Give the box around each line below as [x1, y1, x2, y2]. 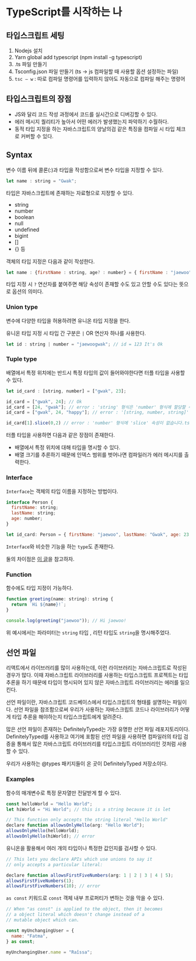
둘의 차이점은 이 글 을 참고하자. [6, 555, 75, 562]
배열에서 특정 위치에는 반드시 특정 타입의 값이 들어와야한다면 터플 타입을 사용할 [6, 369, 185, 376]
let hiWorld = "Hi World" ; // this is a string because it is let [6, 806, 171, 812]
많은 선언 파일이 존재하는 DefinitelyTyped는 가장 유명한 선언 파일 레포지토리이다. [6, 726, 190, 733]
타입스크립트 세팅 [6, 30, 65, 40]
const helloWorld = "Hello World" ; [6, 801, 93, 807]
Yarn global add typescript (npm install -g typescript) [14, 54, 143, 60]
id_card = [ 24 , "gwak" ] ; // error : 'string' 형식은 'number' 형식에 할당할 [6, 404, 186, 410]
